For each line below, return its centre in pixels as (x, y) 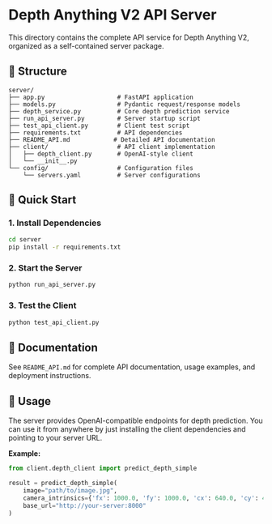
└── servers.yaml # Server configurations (112, 175)
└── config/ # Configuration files (101, 168)
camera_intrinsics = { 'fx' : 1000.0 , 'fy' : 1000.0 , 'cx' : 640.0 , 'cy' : (141, 498)
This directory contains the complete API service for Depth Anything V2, (129, 37)
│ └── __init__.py (43, 161)
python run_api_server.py (52, 285)
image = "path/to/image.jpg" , (70, 490)
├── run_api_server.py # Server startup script (104, 118)
